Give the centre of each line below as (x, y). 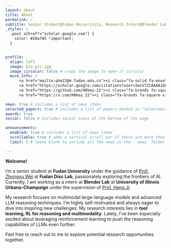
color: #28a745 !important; (44, 39)
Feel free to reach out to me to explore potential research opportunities (80, 234)
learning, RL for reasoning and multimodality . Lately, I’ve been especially (83, 213)
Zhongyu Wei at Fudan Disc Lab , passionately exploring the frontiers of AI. (83, 176)
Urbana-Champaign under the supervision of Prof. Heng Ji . (68, 187)
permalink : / (19, 19)
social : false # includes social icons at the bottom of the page (77, 119)
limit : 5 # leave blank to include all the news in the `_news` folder (88, 142)
